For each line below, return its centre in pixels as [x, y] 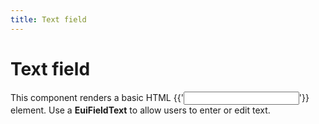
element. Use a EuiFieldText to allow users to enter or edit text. [140, 110]
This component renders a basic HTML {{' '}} [160, 97]
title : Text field [48, 19]
